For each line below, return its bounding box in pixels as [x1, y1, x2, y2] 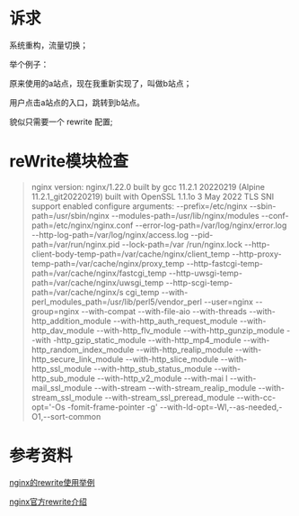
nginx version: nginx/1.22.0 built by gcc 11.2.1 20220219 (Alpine [31, 181, 265, 192]
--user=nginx [203, 296, 254, 307]
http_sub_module [31, 373, 96, 384]
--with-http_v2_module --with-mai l [97, 373, 228, 384]
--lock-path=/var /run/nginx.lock [121, 239, 242, 249]
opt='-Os [31, 402, 66, 412]
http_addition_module [31, 315, 112, 326]
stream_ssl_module [31, 392, 103, 403]
